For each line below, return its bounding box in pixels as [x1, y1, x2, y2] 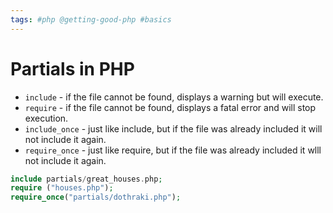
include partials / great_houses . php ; [10, 174, 163, 184]
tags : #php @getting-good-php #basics [10, 14, 172, 25]
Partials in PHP [10, 57, 135, 80]
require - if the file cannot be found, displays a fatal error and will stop [24, 101, 317, 113]
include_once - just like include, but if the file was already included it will [24, 122, 323, 135]
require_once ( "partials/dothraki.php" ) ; [10, 192, 182, 203]
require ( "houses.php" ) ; [10, 183, 114, 193]
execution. [24, 112, 69, 124]
